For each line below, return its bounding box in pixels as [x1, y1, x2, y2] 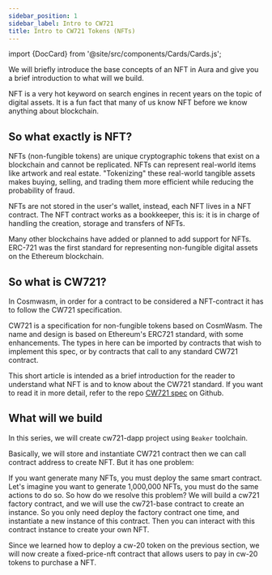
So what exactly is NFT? [8, 130, 132, 143]
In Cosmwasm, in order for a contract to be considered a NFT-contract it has [8, 296, 264, 306]
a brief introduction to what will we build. [8, 74, 144, 83]
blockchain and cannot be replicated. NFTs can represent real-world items [8, 160, 257, 170]
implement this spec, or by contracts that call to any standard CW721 [8, 347, 239, 356]
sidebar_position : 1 [8, 11, 79, 20]
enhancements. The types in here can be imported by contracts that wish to [8, 338, 261, 347]
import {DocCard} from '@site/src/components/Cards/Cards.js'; [8, 49, 222, 59]
